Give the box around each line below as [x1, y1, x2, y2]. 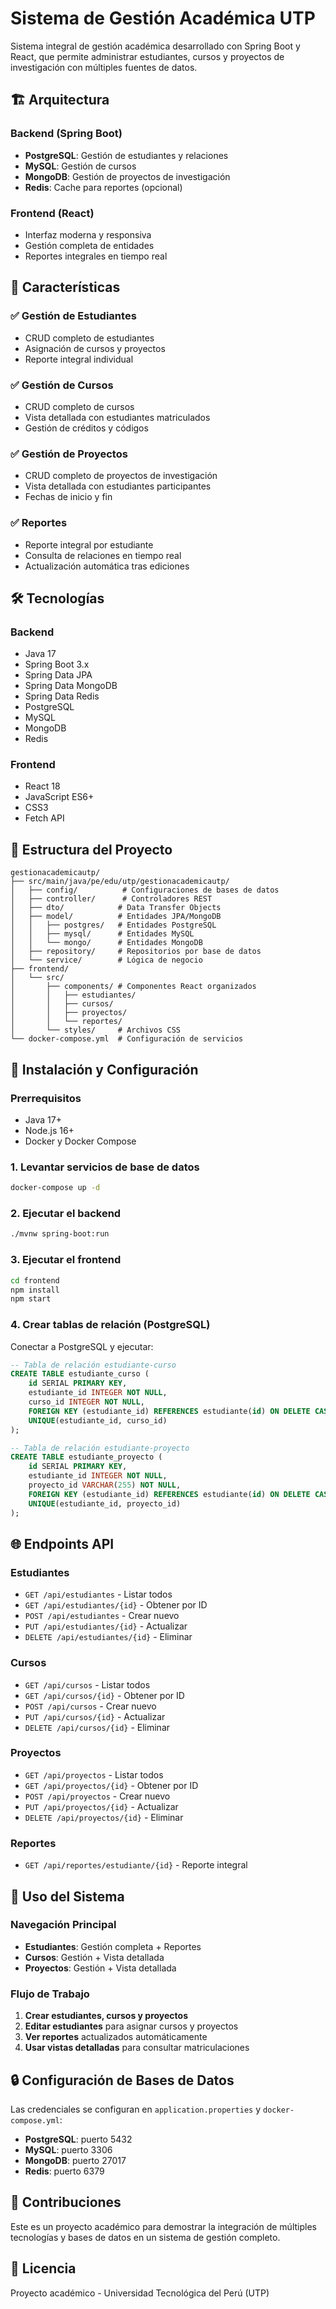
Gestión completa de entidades [24, 239, 155, 251]
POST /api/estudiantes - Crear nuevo [24, 1610, 180, 1622]
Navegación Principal [10, 1918, 117, 1932]
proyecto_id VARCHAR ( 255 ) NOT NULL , [28, 1480, 182, 1491]
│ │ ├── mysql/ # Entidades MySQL [10, 929, 195, 939]
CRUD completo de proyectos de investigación [24, 470, 218, 482]
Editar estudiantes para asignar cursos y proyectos [24, 2020, 239, 2032]
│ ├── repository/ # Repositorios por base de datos [10, 947, 262, 957]
